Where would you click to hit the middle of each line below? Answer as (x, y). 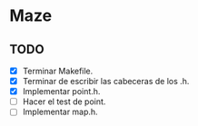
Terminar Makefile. (58, 71)
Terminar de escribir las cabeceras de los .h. (106, 82)
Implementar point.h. (61, 92)
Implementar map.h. (60, 112)
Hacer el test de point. (64, 102)
